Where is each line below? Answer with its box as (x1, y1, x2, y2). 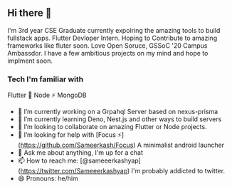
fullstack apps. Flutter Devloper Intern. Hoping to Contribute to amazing (7, 34, 218, 42)
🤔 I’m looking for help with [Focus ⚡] (17, 131, 125, 139)
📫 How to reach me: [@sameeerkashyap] (17, 156, 141, 165)
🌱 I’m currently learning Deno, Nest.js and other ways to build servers (17, 115, 222, 123)
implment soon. (7, 56, 53, 65)
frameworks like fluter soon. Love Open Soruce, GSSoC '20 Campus (7, 41, 208, 50)
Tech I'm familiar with (7, 74, 84, 84)
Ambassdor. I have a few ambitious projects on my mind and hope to (7, 48, 209, 57)
